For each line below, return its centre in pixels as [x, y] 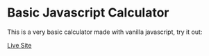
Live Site [19, 45]
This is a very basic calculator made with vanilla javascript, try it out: [105, 32]
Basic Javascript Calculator [88, 13]
